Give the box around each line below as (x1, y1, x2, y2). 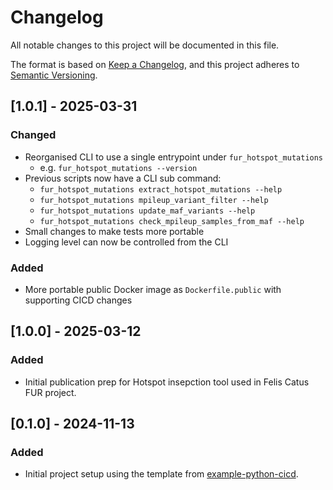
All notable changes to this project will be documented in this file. (10, 39, 280, 51)
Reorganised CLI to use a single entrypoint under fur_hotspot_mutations (24, 151, 324, 163)
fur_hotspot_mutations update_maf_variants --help (39, 206, 256, 216)
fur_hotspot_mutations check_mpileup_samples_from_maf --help (39, 216, 305, 226)
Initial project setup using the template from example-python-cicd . (24, 468, 299, 480)
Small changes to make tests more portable (24, 225, 205, 237)
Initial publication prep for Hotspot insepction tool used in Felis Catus (24, 376, 310, 388)
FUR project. (24, 386, 77, 398)
